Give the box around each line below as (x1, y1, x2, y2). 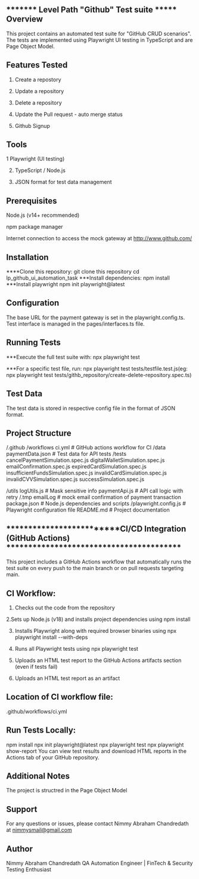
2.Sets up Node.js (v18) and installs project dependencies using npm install (6, 615, 191, 623)
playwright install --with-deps (14, 633, 88, 641)
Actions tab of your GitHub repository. (6, 754, 99, 761)
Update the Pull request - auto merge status (14, 111, 123, 118)
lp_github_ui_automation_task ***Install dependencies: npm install (6, 274, 170, 281)
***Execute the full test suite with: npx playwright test (6, 353, 140, 360)
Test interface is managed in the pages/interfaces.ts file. (6, 320, 145, 327)
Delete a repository (14, 99, 63, 106)
